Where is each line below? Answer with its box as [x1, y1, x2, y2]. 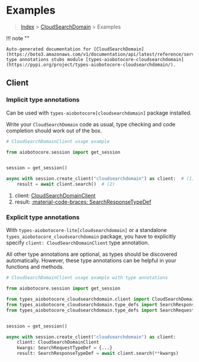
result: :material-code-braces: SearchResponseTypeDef [14, 198, 152, 205]
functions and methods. [6, 263, 65, 271]
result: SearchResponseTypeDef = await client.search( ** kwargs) [17, 351, 179, 357]
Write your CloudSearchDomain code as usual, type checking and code [6, 120, 176, 128]
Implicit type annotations [6, 96, 80, 104]
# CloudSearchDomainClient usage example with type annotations [6, 275, 168, 281]
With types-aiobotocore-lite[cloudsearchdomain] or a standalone [6, 227, 167, 234]
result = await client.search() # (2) [17, 182, 115, 188]
